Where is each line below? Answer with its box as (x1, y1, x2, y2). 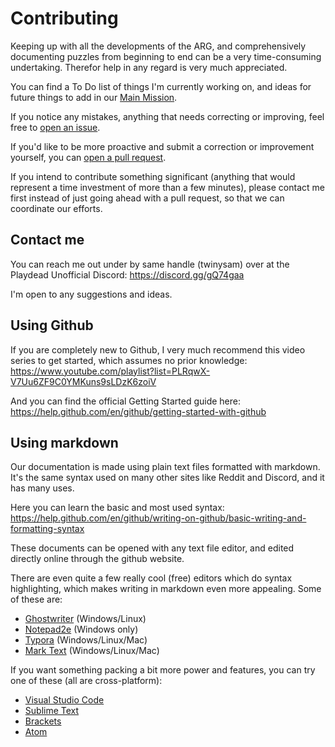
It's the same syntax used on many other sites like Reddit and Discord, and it (10, 472, 325, 484)
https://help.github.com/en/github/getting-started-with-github (10, 405, 267, 417)
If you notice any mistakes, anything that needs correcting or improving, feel (10, 110, 325, 122)
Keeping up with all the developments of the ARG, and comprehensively (10, 40, 307, 52)
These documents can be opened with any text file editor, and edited (10, 542, 295, 554)
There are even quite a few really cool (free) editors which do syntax (10, 572, 293, 584)
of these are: (10, 593, 63, 606)
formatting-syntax (10, 523, 85, 535)
